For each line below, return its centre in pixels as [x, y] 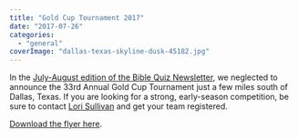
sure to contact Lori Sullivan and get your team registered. [118, 106]
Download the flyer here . [56, 124]
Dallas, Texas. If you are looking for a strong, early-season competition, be [149, 97]
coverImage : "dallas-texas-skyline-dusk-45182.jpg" [109, 52]
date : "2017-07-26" [46, 26]
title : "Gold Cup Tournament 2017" [77, 18]
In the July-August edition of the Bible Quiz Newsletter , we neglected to [144, 77]
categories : [32, 34]
